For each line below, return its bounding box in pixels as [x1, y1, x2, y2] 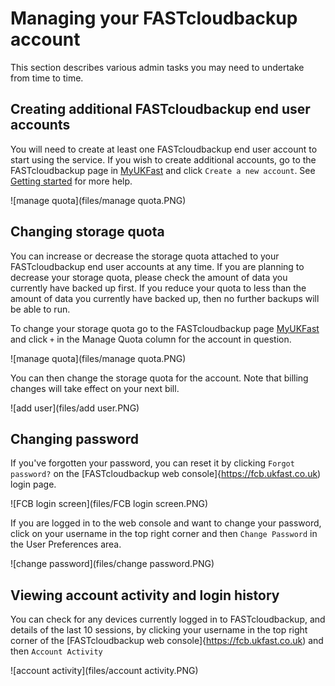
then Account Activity [10, 645, 103, 657]
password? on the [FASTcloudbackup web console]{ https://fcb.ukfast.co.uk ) [10, 468, 322, 480]
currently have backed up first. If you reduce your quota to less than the [10, 282, 307, 294]
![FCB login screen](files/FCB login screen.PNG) [10, 498, 209, 510]
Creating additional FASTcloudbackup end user [10, 101, 311, 118]
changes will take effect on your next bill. [10, 382, 180, 394]
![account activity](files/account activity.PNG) [10, 665, 199, 677]
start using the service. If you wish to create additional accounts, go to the [10, 153, 317, 166]
